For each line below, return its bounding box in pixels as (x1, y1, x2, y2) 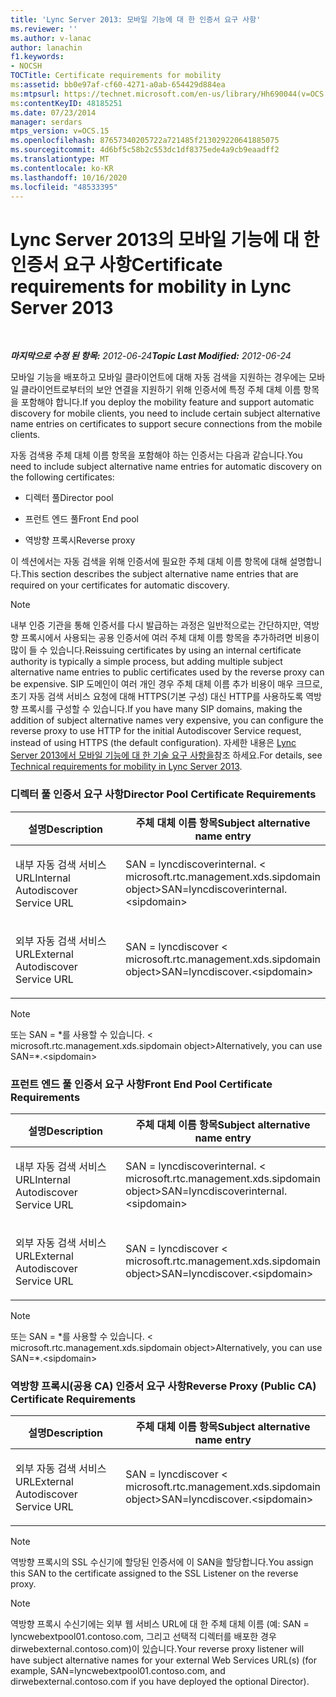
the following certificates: (10, 471, 115, 483)
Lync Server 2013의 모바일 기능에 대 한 (10, 228, 320, 251)
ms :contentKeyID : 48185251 (10, 98, 123, 108)
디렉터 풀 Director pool (24, 492, 114, 504)
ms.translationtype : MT (10, 154, 110, 164)
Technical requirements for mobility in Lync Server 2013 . (10, 761, 243, 773)
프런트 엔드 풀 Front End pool (24, 513, 139, 525)
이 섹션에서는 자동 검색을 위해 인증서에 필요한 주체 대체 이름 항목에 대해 (10, 556, 288, 568)
